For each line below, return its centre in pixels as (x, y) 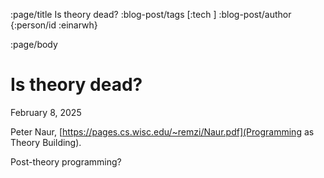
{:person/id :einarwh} (54, 25)
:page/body (34, 44)
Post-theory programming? (66, 161)
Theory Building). (46, 142)
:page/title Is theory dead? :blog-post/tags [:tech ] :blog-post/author (151, 14)
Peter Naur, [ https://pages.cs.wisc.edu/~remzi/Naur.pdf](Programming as (162, 131)
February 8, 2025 (46, 112)
